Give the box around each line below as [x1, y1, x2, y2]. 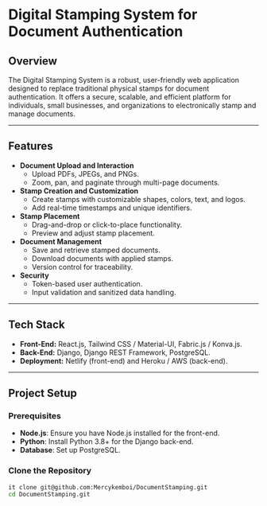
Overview [8, 54, 58, 68]
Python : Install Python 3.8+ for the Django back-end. [19, 437, 194, 446]
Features [8, 139, 53, 153]
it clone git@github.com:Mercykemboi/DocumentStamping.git [8, 483, 208, 491]
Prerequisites [8, 410, 61, 421]
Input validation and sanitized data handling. [31, 287, 176, 297]
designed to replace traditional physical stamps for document [8, 84, 210, 93]
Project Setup [8, 387, 78, 400]
